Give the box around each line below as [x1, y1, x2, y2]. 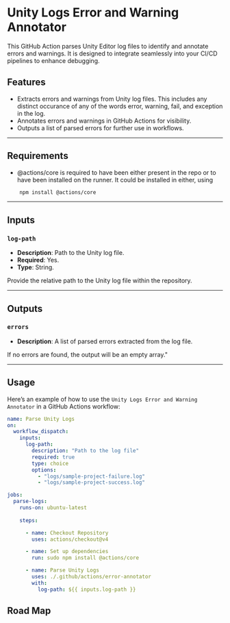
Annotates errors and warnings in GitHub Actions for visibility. [16, 117, 192, 125]
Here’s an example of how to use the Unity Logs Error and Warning [7, 395, 198, 403]
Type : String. [16, 263, 55, 271]
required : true [31, 454, 75, 461]
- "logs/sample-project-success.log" [37, 479, 146, 486]
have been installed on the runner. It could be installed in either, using [16, 175, 214, 184]
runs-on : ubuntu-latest [19, 504, 88, 511]
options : [31, 466, 57, 474]
